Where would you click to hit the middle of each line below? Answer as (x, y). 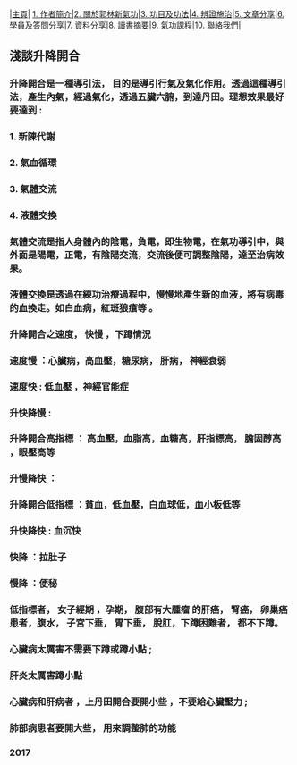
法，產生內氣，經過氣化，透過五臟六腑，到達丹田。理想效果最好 (147, 97)
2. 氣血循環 (33, 163)
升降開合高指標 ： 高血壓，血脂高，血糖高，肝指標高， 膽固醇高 (145, 439)
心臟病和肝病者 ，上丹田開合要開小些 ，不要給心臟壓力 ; (129, 702)
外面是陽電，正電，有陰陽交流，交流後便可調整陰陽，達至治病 (142, 255)
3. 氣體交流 (33, 189)
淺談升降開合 (45, 56)
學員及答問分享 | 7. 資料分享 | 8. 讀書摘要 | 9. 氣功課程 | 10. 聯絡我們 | (125, 25)
